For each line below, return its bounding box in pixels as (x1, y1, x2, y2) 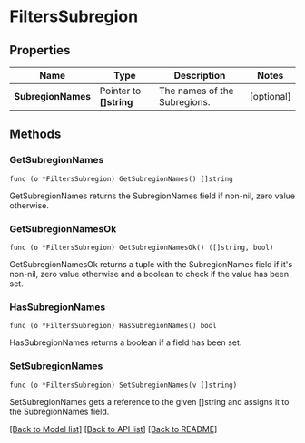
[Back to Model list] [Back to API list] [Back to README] (9, 423, 218, 434)
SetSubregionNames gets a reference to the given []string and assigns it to (9, 396, 290, 407)
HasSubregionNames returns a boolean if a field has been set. (9, 337, 242, 348)
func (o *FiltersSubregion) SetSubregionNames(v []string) (9, 380, 238, 390)
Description (173, 70, 226, 82)
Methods (9, 127, 62, 142)
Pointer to (99, 84, 142, 97)
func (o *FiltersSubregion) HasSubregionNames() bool (9, 322, 218, 331)
